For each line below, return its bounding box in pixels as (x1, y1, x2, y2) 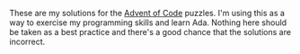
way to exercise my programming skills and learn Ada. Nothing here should (9, 17, 287, 28)
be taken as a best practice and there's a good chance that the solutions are (9, 27, 292, 37)
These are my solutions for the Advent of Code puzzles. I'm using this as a (9, 8, 286, 18)
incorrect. (9, 36, 46, 47)
